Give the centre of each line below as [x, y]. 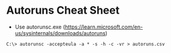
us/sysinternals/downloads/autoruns [60, 33]
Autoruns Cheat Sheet [63, 10]
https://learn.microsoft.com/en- [104, 27]
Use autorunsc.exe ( [40, 27]
